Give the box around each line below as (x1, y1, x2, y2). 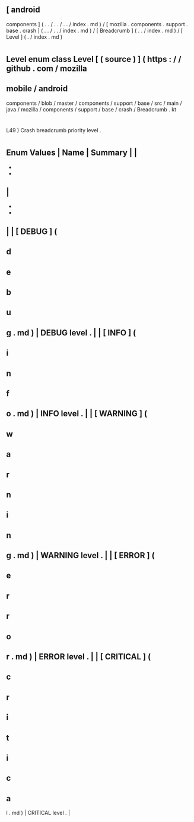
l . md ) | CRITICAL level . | (6, 809, 70, 817)
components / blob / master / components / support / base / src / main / (6, 99, 182, 107)
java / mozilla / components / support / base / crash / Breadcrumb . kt (6, 105, 177, 113)
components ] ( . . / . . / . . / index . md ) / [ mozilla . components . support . (6, 20, 188, 27)
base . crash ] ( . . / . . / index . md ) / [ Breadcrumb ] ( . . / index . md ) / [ (6, 27, 183, 34)
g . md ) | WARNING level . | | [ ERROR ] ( (6, 550, 155, 561)
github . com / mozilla (6, 64, 87, 73)
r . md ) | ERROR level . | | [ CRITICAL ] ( (6, 652, 151, 662)
